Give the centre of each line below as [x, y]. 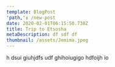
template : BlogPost [31, 12]
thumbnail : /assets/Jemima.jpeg [47, 40]
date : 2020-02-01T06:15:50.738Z [47, 23]
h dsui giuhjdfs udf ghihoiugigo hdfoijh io [57, 58]
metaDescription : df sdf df [42, 35]
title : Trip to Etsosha [37, 29]
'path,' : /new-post [31, 18]
